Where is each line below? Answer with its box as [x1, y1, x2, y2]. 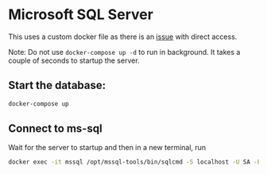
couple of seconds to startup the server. [8, 56, 141, 65]
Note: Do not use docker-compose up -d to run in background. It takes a [8, 47, 241, 56]
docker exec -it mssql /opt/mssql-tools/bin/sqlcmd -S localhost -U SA [8, 158, 250, 166]
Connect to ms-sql [8, 122, 103, 136]
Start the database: [8, 79, 106, 92]
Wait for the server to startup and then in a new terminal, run [8, 143, 207, 153]
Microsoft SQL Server [8, 6, 153, 24]
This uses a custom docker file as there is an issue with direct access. [8, 32, 238, 41]
